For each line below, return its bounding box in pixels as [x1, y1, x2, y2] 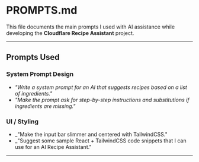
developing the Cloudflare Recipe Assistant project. [6, 29, 134, 36]
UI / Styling [6, 117, 39, 125]
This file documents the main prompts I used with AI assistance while [6, 23, 175, 30]
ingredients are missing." [14, 102, 76, 110]
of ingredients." [14, 90, 53, 97]
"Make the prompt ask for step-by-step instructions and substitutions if [14, 96, 190, 103]
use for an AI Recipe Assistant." [14, 143, 92, 150]
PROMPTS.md [6, 4, 78, 17]
